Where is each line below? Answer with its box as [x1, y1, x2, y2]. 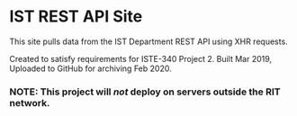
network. [9, 96, 50, 109]
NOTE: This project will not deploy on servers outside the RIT [9, 85, 281, 98]
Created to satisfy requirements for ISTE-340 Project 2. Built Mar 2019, [9, 53, 273, 64]
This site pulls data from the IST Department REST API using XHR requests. [9, 36, 288, 47]
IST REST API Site [9, 6, 143, 27]
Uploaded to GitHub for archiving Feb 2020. [9, 63, 173, 74]
